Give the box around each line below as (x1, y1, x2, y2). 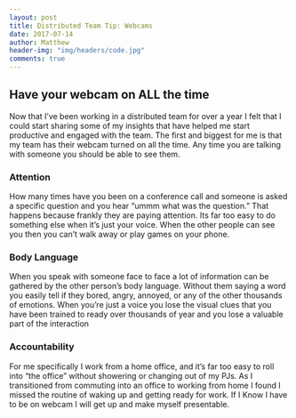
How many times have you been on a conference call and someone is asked (9, 191, 288, 202)
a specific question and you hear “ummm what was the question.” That (9, 201, 269, 212)
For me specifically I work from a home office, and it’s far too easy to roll (9, 361, 275, 372)
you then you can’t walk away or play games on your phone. (9, 229, 230, 240)
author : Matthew (9, 37, 69, 47)
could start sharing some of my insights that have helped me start (9, 120, 251, 131)
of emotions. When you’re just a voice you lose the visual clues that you (9, 300, 272, 310)
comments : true (9, 54, 66, 63)
